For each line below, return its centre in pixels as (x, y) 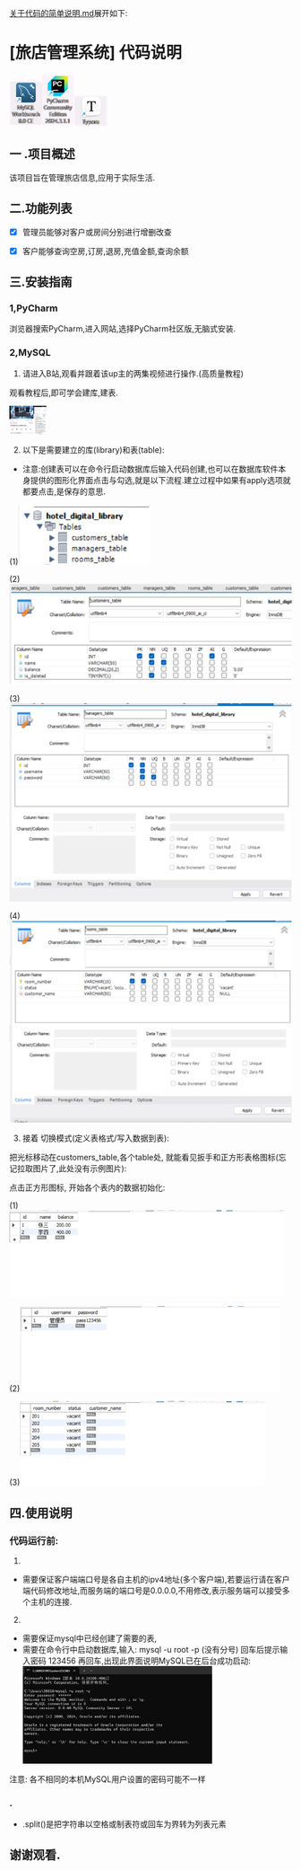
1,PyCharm (34, 308)
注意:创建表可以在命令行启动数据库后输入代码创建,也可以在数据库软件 (150, 469)
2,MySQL (30, 353)
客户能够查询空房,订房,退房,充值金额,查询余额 (105, 251)
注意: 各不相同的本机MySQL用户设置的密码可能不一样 (107, 1779)
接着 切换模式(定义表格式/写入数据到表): (96, 1138)
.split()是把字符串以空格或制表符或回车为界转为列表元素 (124, 1824)
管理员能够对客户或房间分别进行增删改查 (97, 232)
